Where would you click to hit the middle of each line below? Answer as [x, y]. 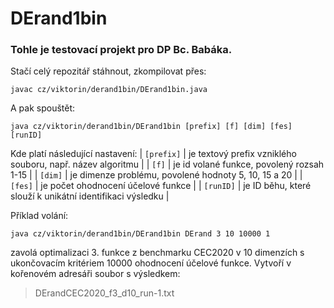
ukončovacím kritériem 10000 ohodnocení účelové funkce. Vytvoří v [151, 263]
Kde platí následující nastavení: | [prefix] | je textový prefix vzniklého [153, 154]
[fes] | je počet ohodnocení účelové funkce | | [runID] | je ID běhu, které [161, 186]
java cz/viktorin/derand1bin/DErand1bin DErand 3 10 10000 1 [140, 234]
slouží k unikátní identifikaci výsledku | [90, 196]
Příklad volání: [39, 216]
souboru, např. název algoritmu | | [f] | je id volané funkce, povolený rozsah [167, 164]
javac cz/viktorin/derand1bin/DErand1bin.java [109, 90]
